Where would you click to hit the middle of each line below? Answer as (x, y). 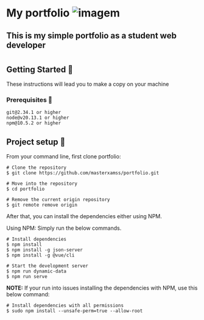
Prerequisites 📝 (30, 100)
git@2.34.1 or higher (34, 113)
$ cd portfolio (26, 189)
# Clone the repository (37, 168)
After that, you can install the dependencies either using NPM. (84, 216)
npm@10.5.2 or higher (34, 123)
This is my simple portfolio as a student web (91, 36)
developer (26, 45)
